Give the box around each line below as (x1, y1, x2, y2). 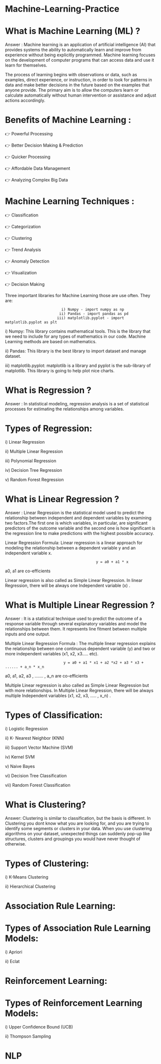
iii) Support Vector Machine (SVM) (5, 744, 73, 750)
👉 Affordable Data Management (5, 166, 71, 171)
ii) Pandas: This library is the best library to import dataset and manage (5, 348, 146, 354)
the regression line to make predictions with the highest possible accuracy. (5, 530, 154, 536)
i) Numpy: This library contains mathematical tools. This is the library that (5, 329, 151, 334)
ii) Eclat (5, 958, 20, 964)
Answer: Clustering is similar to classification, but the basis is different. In (5, 815, 151, 821)
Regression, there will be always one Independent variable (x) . (5, 582, 131, 588)
